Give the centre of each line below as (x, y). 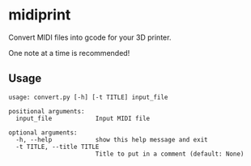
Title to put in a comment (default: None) (170, 154)
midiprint (40, 15)
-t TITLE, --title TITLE (57, 147)
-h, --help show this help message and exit (112, 139)
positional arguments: (47, 111)
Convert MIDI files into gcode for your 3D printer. (90, 37)
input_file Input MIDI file (83, 118)
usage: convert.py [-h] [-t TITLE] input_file (88, 97)
